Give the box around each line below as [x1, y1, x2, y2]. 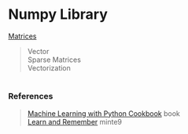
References [8, 91, 53, 102]
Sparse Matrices [27, 55, 81, 64]
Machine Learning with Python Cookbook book [27, 108, 181, 118]
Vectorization [27, 63, 71, 72]
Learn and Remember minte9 [27, 117, 123, 126]
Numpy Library [8, 5, 109, 24]
